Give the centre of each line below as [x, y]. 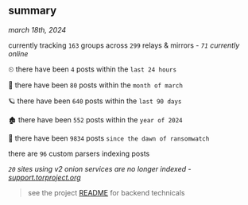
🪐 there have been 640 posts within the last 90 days [95, 101]
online [18, 53]
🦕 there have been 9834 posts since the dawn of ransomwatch [109, 138]
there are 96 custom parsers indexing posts [79, 153]
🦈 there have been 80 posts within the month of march [95, 85]
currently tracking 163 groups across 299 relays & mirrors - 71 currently [124, 45]
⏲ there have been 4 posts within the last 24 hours [93, 69]
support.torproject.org [45, 177]
